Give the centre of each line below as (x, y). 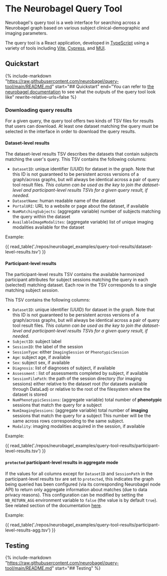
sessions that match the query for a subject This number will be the (82, 416)
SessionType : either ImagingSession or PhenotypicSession (70, 352)
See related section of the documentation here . (54, 505)
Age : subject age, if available (41, 357)
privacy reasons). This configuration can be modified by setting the (74, 495)
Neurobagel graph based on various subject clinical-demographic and (77, 27)
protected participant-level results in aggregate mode (62, 463)
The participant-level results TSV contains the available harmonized (75, 275)
